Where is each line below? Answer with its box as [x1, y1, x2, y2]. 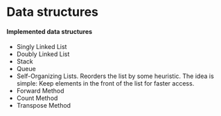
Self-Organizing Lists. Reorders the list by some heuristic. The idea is [16, 72, 214, 80]
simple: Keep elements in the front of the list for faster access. [16, 79, 195, 88]
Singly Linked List [16, 43, 67, 51]
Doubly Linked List [16, 50, 70, 59]
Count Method [16, 94, 58, 102]
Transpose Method [16, 101, 71, 110]
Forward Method [16, 87, 64, 95]
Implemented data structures [6, 27, 93, 35]
